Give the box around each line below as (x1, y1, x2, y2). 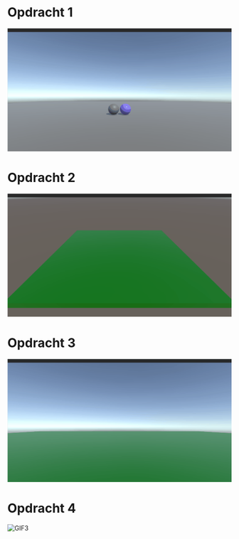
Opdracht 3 (7, 335, 76, 351)
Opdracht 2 (7, 170, 76, 186)
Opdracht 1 (7, 4, 73, 21)
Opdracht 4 (7, 501, 76, 516)
